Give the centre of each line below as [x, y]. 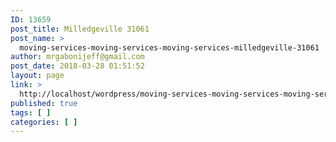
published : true [44, 103]
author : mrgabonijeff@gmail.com [77, 57]
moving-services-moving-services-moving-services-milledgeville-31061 [169, 47]
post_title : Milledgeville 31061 [80, 29]
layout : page [37, 76]
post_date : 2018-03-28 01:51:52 [77, 66]
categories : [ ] [44, 122]
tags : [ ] [31, 112]
